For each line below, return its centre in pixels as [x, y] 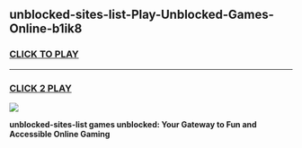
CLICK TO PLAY [44, 55]
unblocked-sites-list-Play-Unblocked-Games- [142, 15]
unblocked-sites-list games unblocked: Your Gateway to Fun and [133, 124]
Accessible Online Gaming [60, 134]
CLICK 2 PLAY [40, 88]
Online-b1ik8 [46, 29]
